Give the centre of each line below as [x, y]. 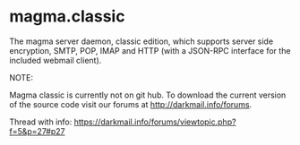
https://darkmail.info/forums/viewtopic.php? [155, 122]
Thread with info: [41, 122]
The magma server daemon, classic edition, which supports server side [141, 41]
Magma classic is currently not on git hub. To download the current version [148, 95]
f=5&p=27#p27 [37, 131]
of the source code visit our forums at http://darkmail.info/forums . [131, 104]
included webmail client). [56, 60]
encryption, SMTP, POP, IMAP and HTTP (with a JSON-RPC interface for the [150, 50]
